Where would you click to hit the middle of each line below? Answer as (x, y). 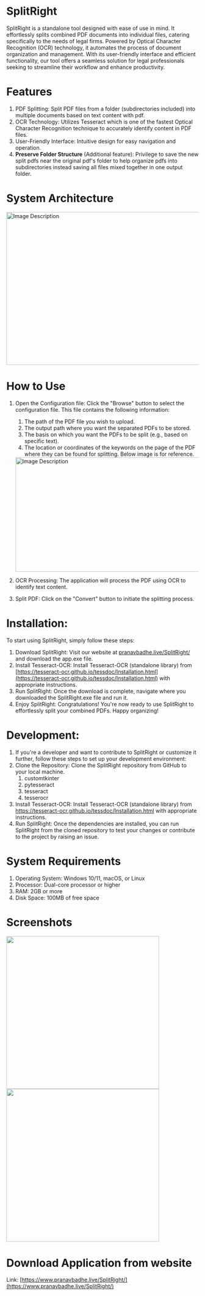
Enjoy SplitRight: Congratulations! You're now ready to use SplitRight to (104, 704)
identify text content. (41, 587)
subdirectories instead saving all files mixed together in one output (99, 167)
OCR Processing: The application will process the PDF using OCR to (100, 580)
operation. (28, 147)
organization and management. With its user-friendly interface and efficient (101, 54)
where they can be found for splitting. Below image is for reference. (109, 454)
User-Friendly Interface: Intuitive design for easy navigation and (95, 141)
